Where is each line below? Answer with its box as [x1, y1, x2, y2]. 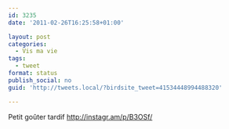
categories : [8, 40, 47, 48]
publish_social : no [8, 76, 72, 84]
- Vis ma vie [15, 48, 58, 56]
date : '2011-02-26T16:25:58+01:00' [8, 19, 125, 27]
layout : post [8, 33, 51, 41]
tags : [8, 55, 26, 63]
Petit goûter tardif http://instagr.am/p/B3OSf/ [8, 112, 153, 121]
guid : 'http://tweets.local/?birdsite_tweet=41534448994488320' [8, 84, 223, 91]
